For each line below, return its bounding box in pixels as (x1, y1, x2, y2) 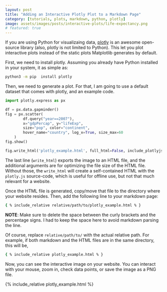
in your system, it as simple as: (5, 65, 69, 71)
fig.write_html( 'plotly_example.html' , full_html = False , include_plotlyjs (5, 148, 164, 153)
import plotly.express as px (5, 98, 66, 103)
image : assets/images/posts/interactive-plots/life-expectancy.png (5, 21, 148, 26)
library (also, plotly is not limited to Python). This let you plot (20, 45, 144, 51)
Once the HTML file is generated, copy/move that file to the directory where (5, 188, 161, 194)
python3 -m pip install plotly (5, 74, 72, 79)
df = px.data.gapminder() (5, 107, 59, 112)
